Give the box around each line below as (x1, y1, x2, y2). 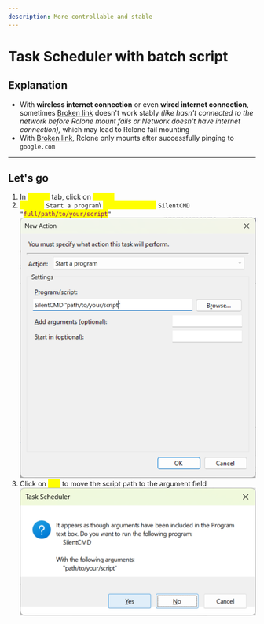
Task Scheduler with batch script (8, 47, 229, 65)
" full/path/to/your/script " (19, 211, 112, 218)
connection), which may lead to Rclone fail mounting (19, 124, 190, 134)
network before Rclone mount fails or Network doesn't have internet (19, 116, 241, 126)
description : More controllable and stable (8, 13, 153, 20)
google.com (19, 142, 56, 151)
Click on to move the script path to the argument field (19, 479, 207, 488)
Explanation (8, 79, 68, 92)
